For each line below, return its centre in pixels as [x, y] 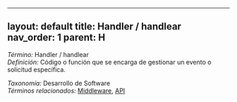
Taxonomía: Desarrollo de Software [59, 83]
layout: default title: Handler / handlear [95, 26]
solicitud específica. [36, 69]
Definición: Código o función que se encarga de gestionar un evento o [109, 62]
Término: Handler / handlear [48, 54]
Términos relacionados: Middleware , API [66, 90]
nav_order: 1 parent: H [56, 38]
